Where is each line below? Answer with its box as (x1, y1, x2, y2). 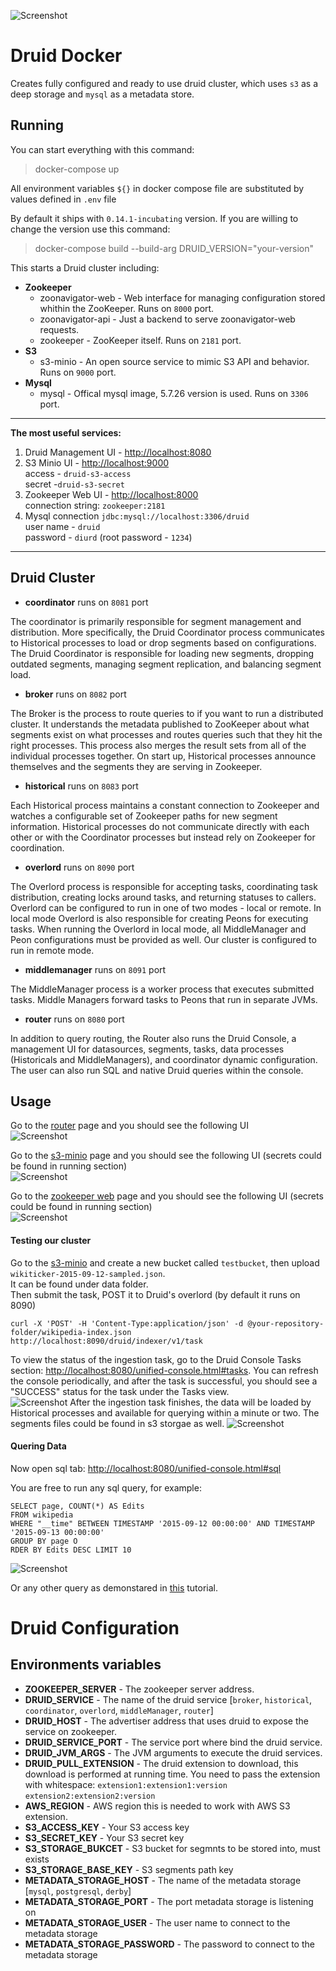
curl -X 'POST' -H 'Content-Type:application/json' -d (10, 1318, 244, 1329)
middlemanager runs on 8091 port (24, 963, 167, 975)
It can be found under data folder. (10, 1278, 149, 1290)
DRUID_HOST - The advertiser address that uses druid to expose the (24, 1715, 309, 1727)
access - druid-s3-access (24, 467, 132, 479)
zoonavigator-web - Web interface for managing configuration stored (39, 291, 326, 304)
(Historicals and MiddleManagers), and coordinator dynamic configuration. (10, 1053, 318, 1065)
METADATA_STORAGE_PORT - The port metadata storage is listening (24, 1895, 314, 1907)
